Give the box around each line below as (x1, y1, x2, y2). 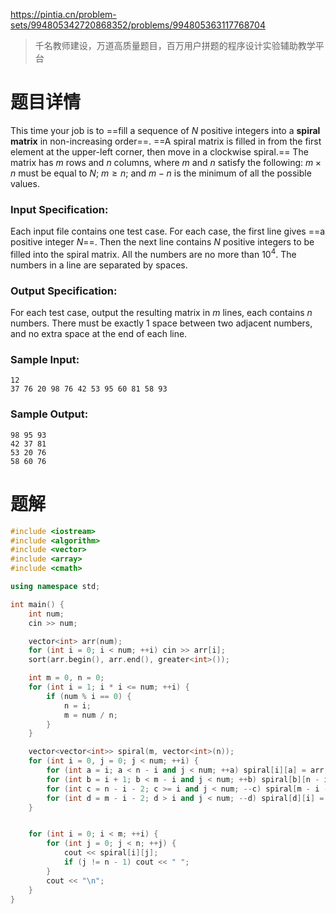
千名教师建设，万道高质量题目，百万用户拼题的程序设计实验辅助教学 (34, 40, 316, 51)
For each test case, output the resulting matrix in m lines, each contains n (10, 307, 313, 319)
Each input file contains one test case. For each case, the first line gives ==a (10, 225, 326, 238)
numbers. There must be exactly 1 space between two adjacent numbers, (10, 317, 313, 329)
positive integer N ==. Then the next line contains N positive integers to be (10, 236, 315, 248)
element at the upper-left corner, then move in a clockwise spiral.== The (10, 145, 309, 158)
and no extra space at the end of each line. (10, 328, 188, 340)
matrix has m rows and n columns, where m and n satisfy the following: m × (10, 156, 322, 168)
